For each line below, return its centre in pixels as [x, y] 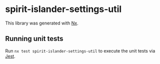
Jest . [10, 56]
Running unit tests [34, 39]
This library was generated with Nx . [42, 23]
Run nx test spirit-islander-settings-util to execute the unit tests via [80, 50]
